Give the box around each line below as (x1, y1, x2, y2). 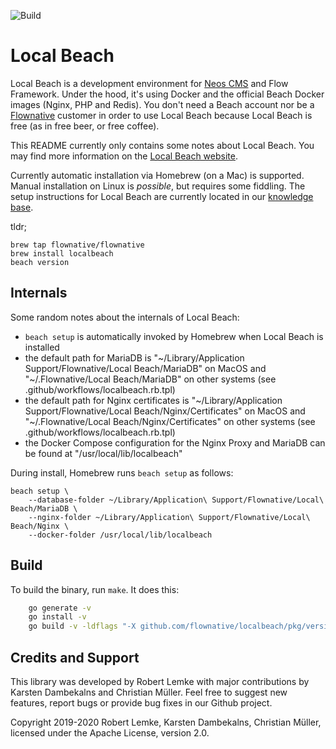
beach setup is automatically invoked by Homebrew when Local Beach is (24, 330, 324, 342)
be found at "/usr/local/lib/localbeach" (24, 447, 183, 459)
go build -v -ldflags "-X (28, 621, 137, 632)
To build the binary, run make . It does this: (10, 583, 180, 595)
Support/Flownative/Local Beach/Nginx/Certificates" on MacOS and (24, 405, 306, 417)
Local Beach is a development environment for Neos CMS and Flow (10, 77, 289, 89)
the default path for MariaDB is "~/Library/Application (24, 351, 245, 364)
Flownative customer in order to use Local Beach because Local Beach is (10, 109, 313, 121)
